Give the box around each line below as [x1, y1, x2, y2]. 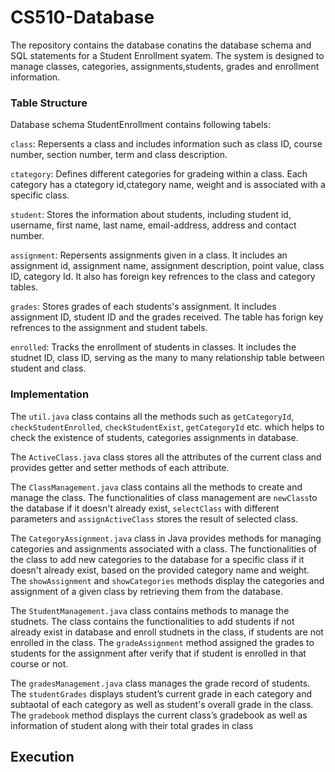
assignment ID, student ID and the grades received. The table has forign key [10, 311, 324, 323]
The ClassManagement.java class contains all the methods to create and [10, 481, 303, 493]
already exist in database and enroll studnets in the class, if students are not [10, 626, 324, 638]
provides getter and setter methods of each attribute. [10, 461, 230, 473]
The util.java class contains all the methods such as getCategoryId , [10, 410, 295, 422]
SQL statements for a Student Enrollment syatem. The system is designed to [10, 49, 325, 61]
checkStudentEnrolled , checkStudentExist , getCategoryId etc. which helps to [10, 421, 325, 433]
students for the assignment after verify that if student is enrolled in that [10, 647, 307, 659]
